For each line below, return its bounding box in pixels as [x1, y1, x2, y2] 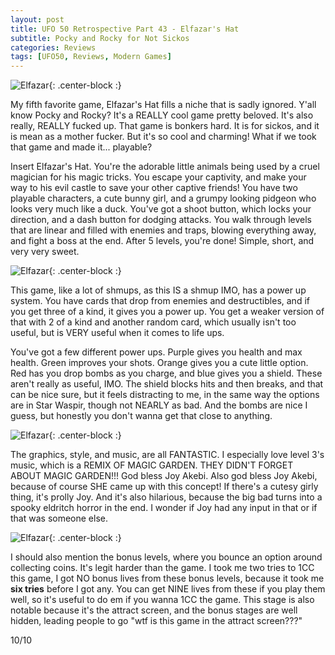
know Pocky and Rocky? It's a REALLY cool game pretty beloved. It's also [10, 109, 314, 121]
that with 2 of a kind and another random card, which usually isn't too [10, 316, 297, 328]
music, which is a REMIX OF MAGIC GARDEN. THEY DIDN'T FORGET [10, 459, 294, 471]
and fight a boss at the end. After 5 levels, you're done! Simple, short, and [10, 235, 315, 247]
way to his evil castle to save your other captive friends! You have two [10, 182, 298, 194]
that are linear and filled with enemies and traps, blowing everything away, [10, 224, 317, 236]
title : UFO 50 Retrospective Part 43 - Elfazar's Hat [10, 24, 240, 34]
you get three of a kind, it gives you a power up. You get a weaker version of [10, 306, 325, 318]
